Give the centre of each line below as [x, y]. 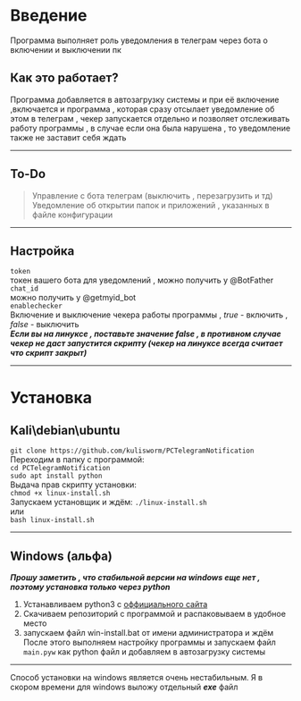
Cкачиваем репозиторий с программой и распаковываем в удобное [155, 614]
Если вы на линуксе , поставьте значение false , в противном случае [146, 334]
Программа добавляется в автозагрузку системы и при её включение [145, 99]
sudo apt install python [56, 476]
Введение [49, 16]
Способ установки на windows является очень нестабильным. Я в [136, 678]
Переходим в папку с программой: [78, 460]
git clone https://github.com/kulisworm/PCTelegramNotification [132, 451]
